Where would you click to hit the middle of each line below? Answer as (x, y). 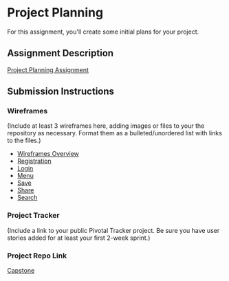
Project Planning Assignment (48, 69)
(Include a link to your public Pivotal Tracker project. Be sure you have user (113, 230)
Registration (34, 161)
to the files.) (24, 140)
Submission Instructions (61, 92)
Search (27, 198)
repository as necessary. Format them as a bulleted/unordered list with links (115, 133)
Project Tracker (33, 216)
